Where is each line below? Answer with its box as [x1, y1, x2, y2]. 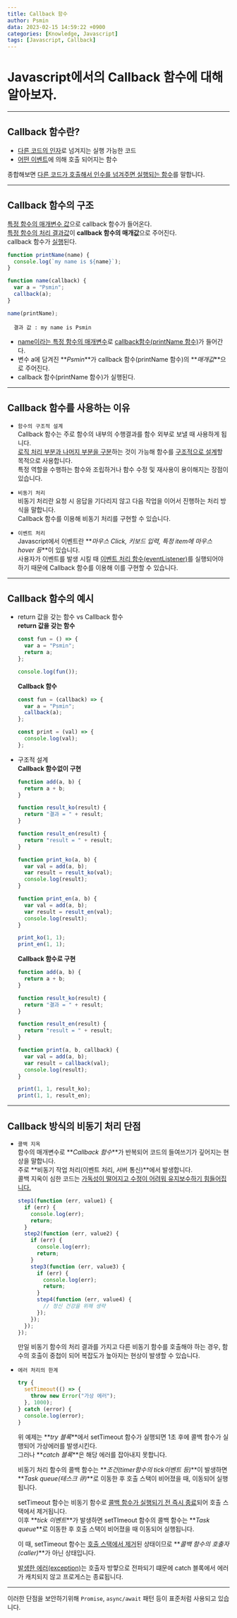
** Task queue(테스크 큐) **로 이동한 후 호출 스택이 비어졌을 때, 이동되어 [17, 1474, 215, 1483]
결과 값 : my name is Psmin [13, 323, 92, 331]
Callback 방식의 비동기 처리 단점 [7, 1120, 141, 1132]
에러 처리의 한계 [17, 1367, 59, 1374]
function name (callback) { [7, 277, 87, 285]
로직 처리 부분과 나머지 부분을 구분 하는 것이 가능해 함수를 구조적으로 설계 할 [17, 447, 224, 456]
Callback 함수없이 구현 [17, 764, 82, 772]
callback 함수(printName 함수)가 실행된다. [17, 372, 135, 381]
